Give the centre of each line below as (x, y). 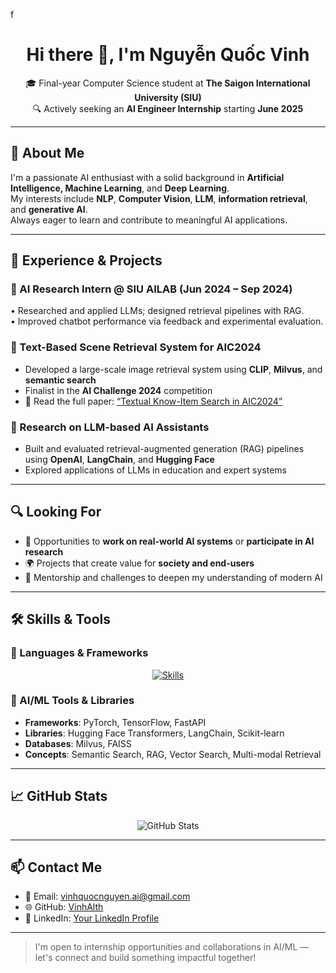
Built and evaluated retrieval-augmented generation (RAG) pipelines (164, 449)
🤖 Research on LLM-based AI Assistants (110, 427)
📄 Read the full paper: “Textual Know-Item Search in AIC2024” (153, 401)
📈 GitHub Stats (59, 796)
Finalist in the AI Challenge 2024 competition (118, 390)
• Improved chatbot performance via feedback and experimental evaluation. (167, 321)
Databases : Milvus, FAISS (78, 743)
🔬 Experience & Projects (86, 260)
